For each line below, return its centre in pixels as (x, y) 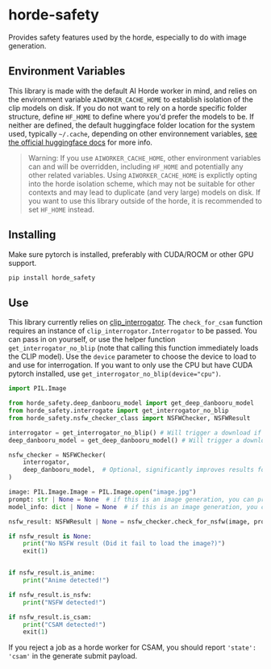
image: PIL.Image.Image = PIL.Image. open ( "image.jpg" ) (102, 492)
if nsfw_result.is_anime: (52, 573)
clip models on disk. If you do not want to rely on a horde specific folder (128, 107)
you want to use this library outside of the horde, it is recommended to (145, 200)
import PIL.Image (38, 389)
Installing (32, 235)
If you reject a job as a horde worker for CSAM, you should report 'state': (132, 647)
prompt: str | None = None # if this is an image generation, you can (131, 499)
